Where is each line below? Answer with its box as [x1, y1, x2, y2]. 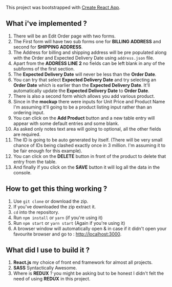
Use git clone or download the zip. [13, 198, 89, 204]
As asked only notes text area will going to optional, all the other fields [13, 125, 161, 132]
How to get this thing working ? [6, 185, 107, 193]
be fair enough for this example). [13, 148, 82, 154]
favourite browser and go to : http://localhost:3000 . [13, 231, 122, 237]
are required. [13, 131, 41, 137]
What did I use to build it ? [6, 246, 90, 255]
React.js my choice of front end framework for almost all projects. [13, 259, 153, 265]
